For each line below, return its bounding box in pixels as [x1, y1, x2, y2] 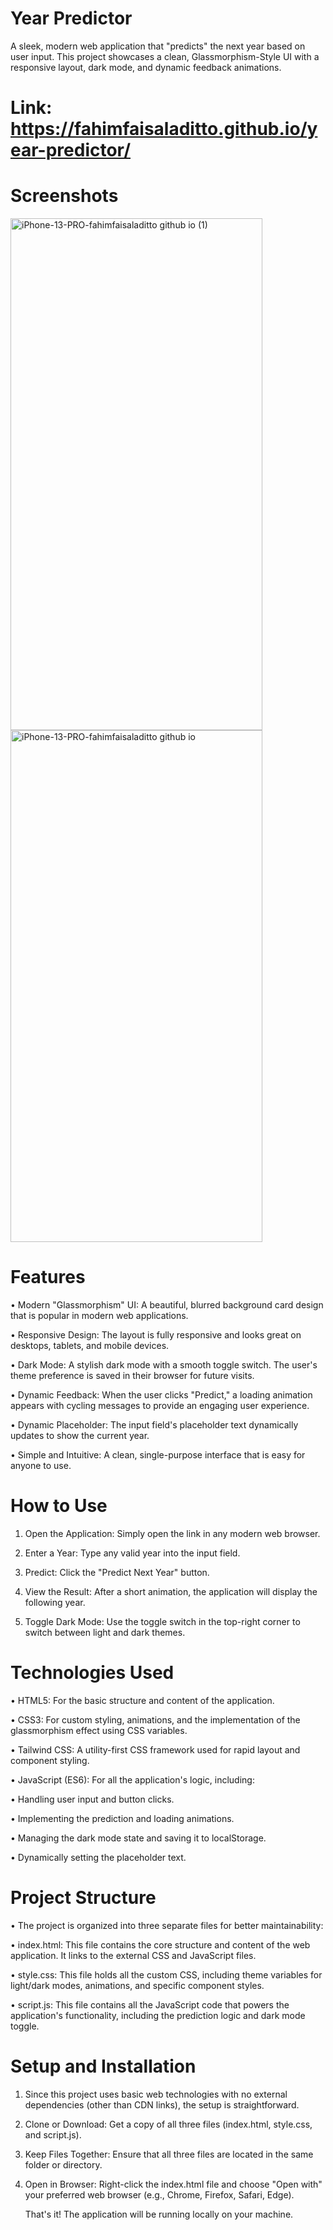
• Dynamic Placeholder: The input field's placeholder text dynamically [10, 1419, 299, 1431]
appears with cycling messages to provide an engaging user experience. [10, 1400, 310, 1411]
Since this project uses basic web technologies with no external [24, 2088, 288, 2100]
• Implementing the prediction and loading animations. [10, 1812, 235, 1824]
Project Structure [10, 1887, 157, 1909]
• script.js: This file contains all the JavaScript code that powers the [10, 1998, 290, 2011]
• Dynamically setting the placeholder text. [10, 1851, 187, 1863]
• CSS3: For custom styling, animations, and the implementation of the [10, 1713, 301, 1726]
